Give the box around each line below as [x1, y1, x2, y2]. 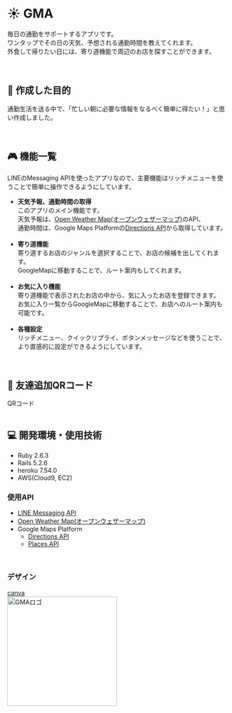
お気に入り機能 [17, 282, 61, 291]
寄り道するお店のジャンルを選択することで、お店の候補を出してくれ [17, 248, 214, 257]
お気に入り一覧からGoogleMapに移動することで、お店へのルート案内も [17, 300, 223, 308]
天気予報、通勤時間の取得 [17, 197, 92, 205]
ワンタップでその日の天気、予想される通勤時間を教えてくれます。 [7, 38, 197, 47]
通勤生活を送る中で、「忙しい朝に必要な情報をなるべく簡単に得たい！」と [7, 104, 219, 113]
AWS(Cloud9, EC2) [17, 473, 72, 482]
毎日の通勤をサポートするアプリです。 [7, 29, 118, 38]
